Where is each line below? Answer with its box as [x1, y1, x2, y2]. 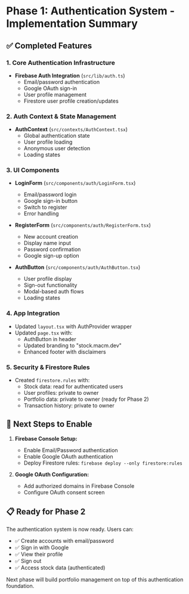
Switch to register [23, 204, 67, 211]
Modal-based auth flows [23, 288, 85, 295]
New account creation [23, 233, 79, 240]
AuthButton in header [23, 335, 76, 342]
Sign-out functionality [23, 281, 78, 289]
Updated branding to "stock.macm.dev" [23, 342, 122, 349]
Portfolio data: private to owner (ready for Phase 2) [23, 395, 149, 403]
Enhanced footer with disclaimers [23, 348, 106, 355]
